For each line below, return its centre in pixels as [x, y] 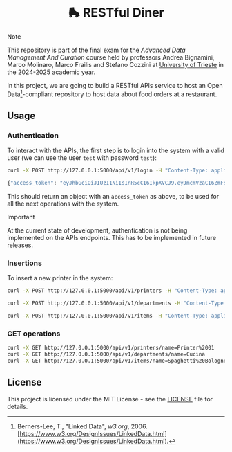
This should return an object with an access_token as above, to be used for [113, 197]
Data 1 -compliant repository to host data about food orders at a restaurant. [112, 93]
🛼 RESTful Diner [116, 13]
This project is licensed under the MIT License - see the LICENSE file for [110, 399]
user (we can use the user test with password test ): [82, 158]
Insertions [25, 263]
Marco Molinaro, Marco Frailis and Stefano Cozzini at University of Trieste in [116, 64]
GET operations [34, 334]
